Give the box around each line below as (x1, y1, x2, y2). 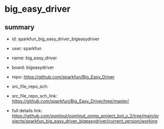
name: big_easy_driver (11, 55, 57, 61)
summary (4, 23, 35, 31)
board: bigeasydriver (11, 65, 55, 70)
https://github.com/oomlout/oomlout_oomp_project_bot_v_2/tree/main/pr (11, 113, 159, 119)
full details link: (11, 108, 43, 113)
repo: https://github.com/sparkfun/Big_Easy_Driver (11, 74, 115, 79)
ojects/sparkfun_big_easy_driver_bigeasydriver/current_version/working (11, 118, 158, 124)
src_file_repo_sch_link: (11, 93, 57, 99)
